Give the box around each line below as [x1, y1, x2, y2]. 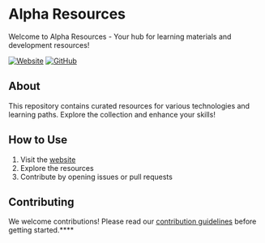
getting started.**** [8, 225, 75, 235]
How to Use [8, 133, 68, 147]
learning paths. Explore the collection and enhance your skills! [8, 109, 216, 119]
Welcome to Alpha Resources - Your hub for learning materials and [8, 32, 232, 41]
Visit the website [19, 155, 76, 164]
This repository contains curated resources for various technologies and [8, 100, 250, 110]
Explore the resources [19, 163, 95, 173]
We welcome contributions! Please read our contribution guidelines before [8, 216, 257, 227]
